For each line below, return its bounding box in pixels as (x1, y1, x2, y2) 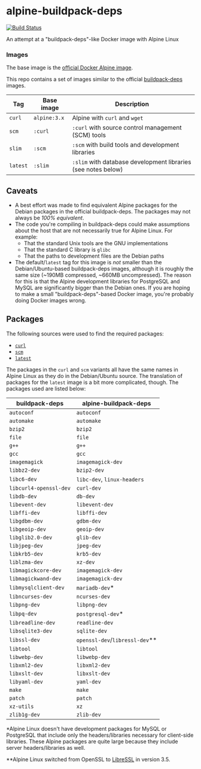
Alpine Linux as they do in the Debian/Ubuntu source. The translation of (6, 372, 183, 379)
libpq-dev (9, 610, 37, 617)
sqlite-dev (76, 627, 108, 634)
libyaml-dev (9, 678, 44, 685)
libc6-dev (9, 475, 37, 483)
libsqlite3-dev (9, 627, 53, 634)
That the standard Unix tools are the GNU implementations (23, 240, 169, 247)
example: (14, 233, 38, 240)
